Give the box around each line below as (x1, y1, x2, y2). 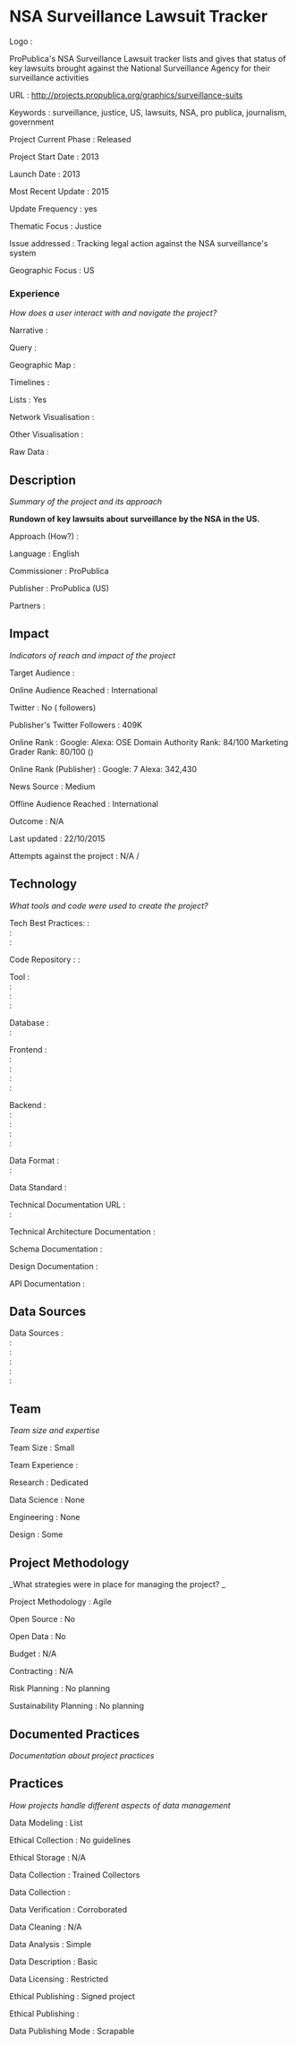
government (9, 116, 55, 127)
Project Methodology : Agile (9, 1596, 112, 1607)
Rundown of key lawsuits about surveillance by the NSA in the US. (9, 513, 260, 525)
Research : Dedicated (9, 1477, 89, 1488)
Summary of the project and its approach (9, 496, 163, 507)
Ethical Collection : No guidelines (9, 1834, 132, 1845)
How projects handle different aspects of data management (9, 1800, 231, 1810)
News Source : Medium (9, 781, 96, 792)
